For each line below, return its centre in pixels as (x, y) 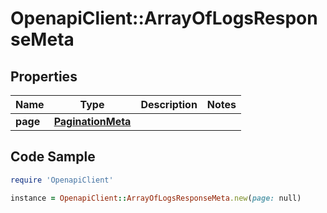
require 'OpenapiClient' (62, 180)
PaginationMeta (92, 121)
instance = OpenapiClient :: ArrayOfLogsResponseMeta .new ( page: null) (156, 198)
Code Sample (53, 157)
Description (169, 104)
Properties (44, 76)
